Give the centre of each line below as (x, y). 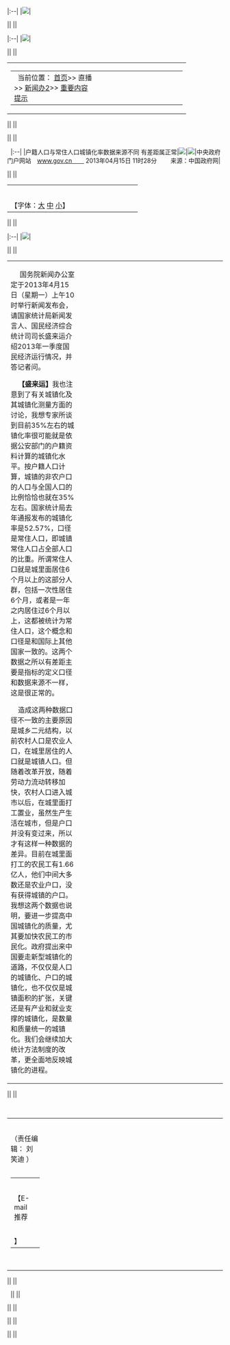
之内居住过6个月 (37, 610)
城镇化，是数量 (49, 1019)
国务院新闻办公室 (47, 274)
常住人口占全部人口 (42, 549)
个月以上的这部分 (38, 580)
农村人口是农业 (42, 741)
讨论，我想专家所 (38, 415)
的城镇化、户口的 (38, 977)
